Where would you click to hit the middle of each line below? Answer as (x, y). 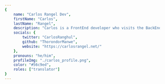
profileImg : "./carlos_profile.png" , (52, 60)
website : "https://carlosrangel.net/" (62, 46)
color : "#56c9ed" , (32, 65)
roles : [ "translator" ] (37, 70)
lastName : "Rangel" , (34, 23)
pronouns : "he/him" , (34, 56)
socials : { (25, 33)
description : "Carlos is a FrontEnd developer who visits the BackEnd (87, 28)
